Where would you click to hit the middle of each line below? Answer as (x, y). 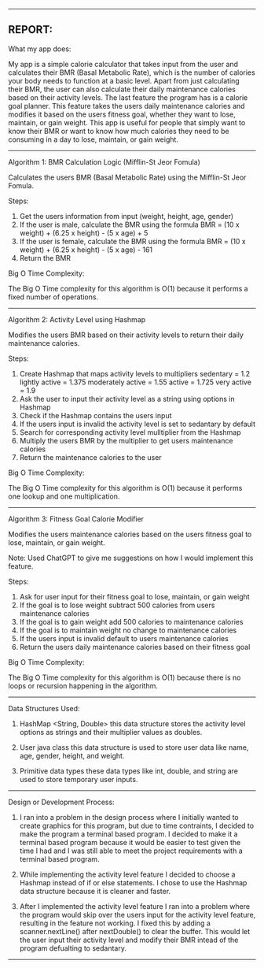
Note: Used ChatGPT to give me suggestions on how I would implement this (131, 558)
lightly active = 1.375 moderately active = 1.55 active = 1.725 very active (135, 382)
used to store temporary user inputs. (79, 779)
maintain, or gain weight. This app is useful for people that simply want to (127, 122)
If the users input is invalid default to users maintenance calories (124, 638)
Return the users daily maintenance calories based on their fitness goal (135, 647)
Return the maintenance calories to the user (91, 457)
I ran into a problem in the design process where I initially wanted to (129, 817)
